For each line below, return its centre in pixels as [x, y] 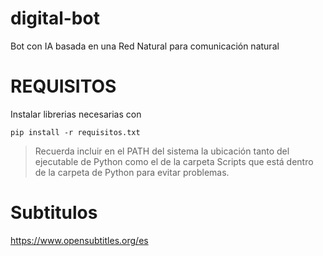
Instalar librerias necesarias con [76, 114]
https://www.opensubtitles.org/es [79, 240]
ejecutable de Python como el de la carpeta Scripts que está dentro [174, 161]
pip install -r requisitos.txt [75, 132]
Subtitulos [54, 213]
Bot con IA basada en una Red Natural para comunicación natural [145, 46]
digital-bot [55, 18]
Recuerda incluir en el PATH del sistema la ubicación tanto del [162, 151]
